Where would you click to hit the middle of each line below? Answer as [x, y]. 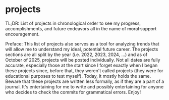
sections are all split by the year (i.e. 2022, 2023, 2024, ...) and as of [76, 55]
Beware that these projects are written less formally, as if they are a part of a [85, 81]
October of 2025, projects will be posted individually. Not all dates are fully [83, 60]
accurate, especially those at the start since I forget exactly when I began [81, 65]
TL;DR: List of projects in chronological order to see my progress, [73, 23]
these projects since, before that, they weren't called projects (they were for [84, 70]
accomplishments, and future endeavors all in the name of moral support [81, 28]
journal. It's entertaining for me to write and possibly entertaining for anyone [84, 86]
